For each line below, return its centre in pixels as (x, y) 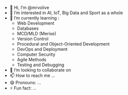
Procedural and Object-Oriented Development (63, 44)
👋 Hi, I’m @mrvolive (29, 8)
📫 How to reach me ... (32, 75)
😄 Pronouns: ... (25, 83)
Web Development (36, 23)
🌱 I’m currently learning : (34, 18)
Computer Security (36, 54)
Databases (28, 28)
